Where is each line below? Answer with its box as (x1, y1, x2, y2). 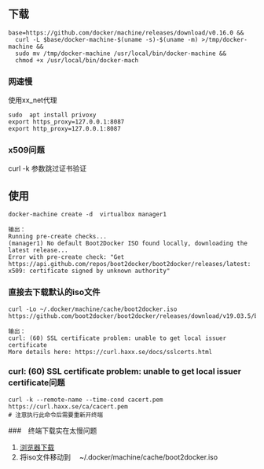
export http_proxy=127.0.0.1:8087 (8, 125, 122, 133)
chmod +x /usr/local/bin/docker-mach (15, 56, 139, 65)
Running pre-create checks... (8, 233, 108, 241)
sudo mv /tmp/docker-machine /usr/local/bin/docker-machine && (15, 50, 226, 57)
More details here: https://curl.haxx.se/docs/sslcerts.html (8, 348, 213, 356)
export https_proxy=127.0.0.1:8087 (8, 118, 125, 126)
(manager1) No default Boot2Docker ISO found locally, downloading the (8, 239, 247, 248)
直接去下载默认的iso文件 (8, 286, 101, 297)
